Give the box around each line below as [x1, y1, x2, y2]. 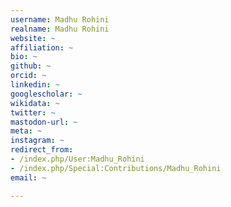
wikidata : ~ [10, 98, 60, 108]
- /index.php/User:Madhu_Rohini [10, 154, 145, 164]
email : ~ [10, 172, 47, 183]
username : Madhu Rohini [10, 14, 110, 25]
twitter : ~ [10, 107, 56, 118]
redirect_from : [10, 145, 74, 155]
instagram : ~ [10, 136, 65, 146]
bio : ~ [10, 52, 38, 62]
